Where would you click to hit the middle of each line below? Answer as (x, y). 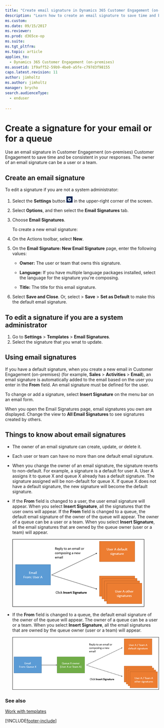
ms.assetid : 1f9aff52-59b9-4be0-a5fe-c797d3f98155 (58, 67)
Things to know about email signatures (65, 435)
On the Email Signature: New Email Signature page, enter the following (84, 248)
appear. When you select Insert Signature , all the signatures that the (81, 506)
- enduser (19, 98)
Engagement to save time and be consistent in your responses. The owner (80, 157)
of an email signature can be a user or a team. (51, 163)
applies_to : (17, 57)
